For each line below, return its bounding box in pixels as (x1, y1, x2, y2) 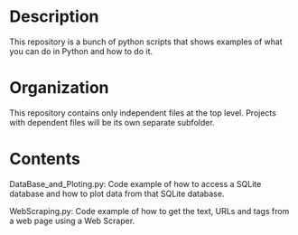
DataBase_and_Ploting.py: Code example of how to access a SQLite (9, 178, 262, 189)
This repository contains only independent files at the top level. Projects (9, 107, 277, 118)
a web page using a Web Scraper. (9, 215, 135, 226)
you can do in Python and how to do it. (9, 45, 154, 56)
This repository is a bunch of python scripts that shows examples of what (9, 36, 283, 47)
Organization (9, 78, 109, 99)
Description (9, 6, 99, 27)
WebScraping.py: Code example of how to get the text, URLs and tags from (9, 205, 290, 216)
